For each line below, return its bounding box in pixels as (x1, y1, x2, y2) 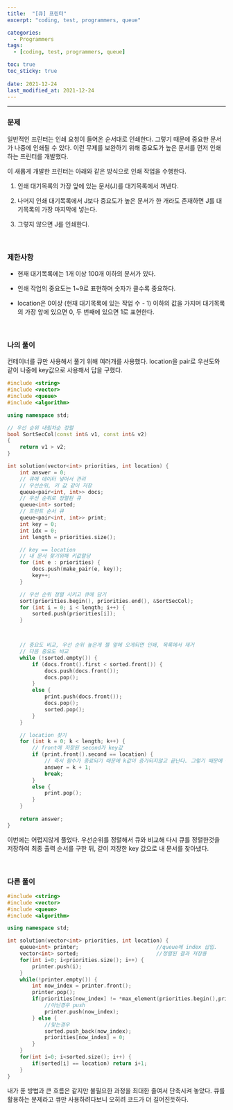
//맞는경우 (44, 1021, 70, 1028)
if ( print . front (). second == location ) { (32, 751, 154, 758)
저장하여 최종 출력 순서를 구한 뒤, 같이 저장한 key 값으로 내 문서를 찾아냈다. (7, 844, 209, 852)
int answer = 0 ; (19, 469, 67, 476)
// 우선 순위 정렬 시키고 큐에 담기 (19, 591, 107, 598)
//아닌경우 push (44, 1002, 85, 1009)
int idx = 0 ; (19, 527, 58, 534)
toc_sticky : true (7, 67, 58, 74)
